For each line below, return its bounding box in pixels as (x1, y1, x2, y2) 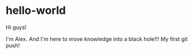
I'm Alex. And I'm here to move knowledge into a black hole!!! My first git (5, 35, 188, 42)
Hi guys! (5, 24, 27, 31)
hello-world (5, 4, 66, 18)
